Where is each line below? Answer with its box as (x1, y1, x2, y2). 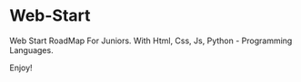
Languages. (9, 44, 54, 55)
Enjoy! (9, 62, 34, 73)
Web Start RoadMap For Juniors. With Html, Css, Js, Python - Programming (9, 35, 293, 46)
